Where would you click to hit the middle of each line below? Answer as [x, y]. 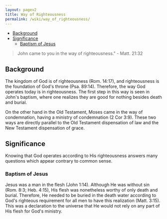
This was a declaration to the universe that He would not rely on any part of [83, 206]
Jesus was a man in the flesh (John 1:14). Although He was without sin [78, 185]
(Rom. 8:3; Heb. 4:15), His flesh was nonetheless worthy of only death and [82, 190]
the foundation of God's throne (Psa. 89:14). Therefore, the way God [75, 87]
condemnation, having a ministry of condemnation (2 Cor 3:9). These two [81, 117]
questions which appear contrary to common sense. [59, 161]
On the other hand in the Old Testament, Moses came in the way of [74, 112]
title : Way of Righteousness [35, 14]
